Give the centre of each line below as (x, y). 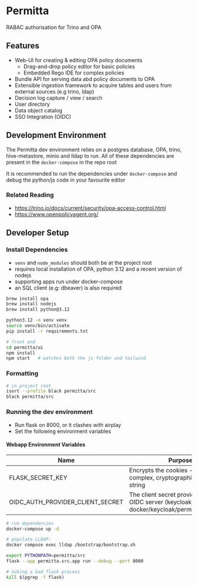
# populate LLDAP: (29, 539)
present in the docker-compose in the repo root (61, 162)
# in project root (29, 386)
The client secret (152, 494)
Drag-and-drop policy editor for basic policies (79, 66)
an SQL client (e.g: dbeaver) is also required (68, 287)
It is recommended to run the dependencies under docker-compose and (92, 173)
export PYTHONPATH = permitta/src (46, 556)
